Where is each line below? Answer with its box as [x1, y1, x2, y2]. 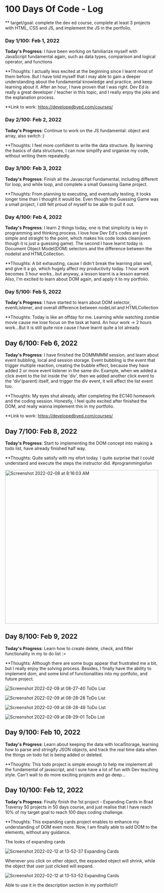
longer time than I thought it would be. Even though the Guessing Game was [5, 196, 159, 202]
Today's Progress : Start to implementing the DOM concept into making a [5, 440, 153, 446]
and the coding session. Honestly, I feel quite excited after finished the [5, 398, 147, 404]
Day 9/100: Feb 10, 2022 [5, 728, 81, 737]
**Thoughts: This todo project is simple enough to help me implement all [5, 761, 153, 767]
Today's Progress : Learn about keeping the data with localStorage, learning [5, 741, 159, 747]
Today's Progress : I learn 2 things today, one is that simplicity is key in [5, 225, 148, 231]
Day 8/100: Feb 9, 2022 [5, 632, 78, 641]
